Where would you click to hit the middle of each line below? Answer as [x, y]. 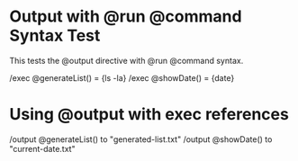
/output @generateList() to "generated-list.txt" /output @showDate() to [141, 139]
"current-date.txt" [42, 148]
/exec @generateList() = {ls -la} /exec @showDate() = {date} [122, 77]
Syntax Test [55, 36]
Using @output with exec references [149, 115]
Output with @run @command [126, 17]
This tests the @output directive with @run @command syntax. [126, 60]
